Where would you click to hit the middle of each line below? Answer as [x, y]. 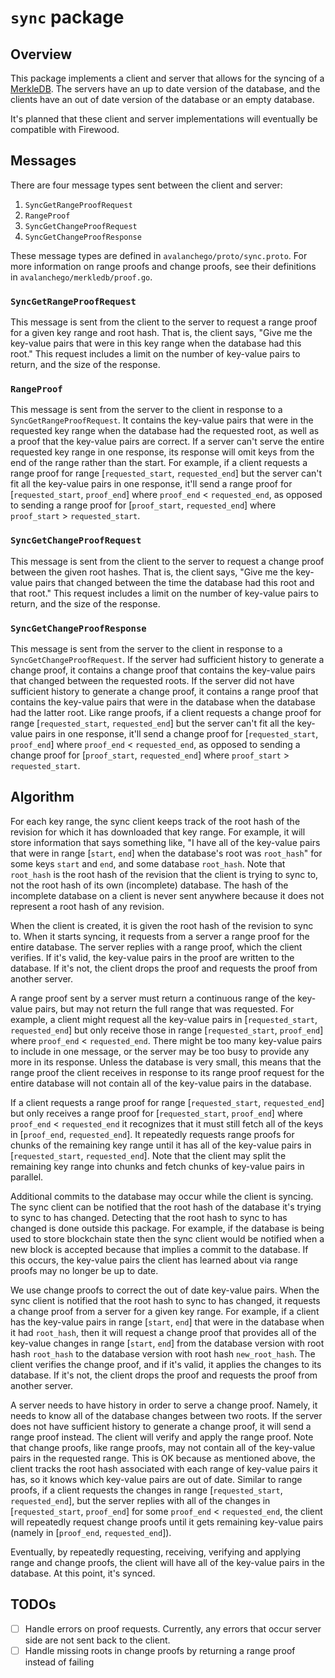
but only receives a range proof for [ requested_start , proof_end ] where [156, 1113]
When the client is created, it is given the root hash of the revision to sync [162, 925]
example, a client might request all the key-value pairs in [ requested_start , [164, 1019]
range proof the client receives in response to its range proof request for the [167, 1072]
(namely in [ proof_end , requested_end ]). [91, 1532]
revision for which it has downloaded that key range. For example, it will [158, 832]
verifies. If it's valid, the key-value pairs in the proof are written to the [152, 957]
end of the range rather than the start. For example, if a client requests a [159, 463]
